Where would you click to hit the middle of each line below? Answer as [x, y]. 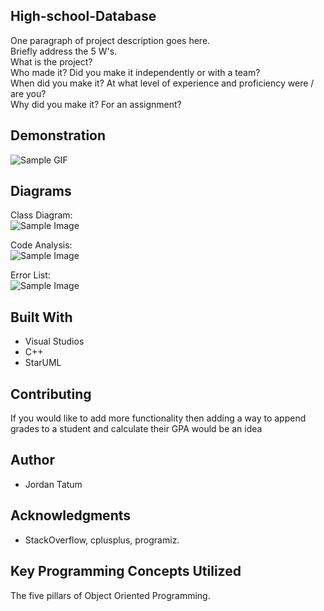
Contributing [51, 394]
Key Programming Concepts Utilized [126, 571]
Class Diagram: [41, 215]
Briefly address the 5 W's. [64, 51]
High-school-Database [83, 16]
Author [32, 460]
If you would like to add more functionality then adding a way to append [158, 418]
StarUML [43, 363]
